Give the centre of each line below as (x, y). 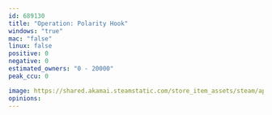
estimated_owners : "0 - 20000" (61, 69)
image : (19, 91)
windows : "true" (36, 31)
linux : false (30, 46)
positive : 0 (28, 53)
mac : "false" (30, 38)
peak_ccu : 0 (28, 76)
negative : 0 (28, 62)
